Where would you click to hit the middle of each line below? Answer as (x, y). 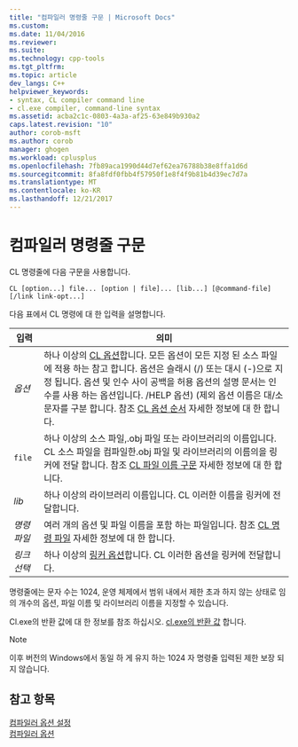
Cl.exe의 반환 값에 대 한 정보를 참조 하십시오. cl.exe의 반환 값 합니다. (128, 621)
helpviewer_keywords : (49, 91)
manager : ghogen (39, 149)
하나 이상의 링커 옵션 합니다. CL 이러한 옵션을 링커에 (145, 554)
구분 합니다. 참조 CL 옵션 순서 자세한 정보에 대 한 (166, 408)
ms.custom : (29, 26)
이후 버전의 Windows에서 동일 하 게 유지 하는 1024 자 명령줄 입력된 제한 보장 (142, 657)
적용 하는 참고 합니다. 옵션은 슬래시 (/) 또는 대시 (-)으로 (164, 368)
